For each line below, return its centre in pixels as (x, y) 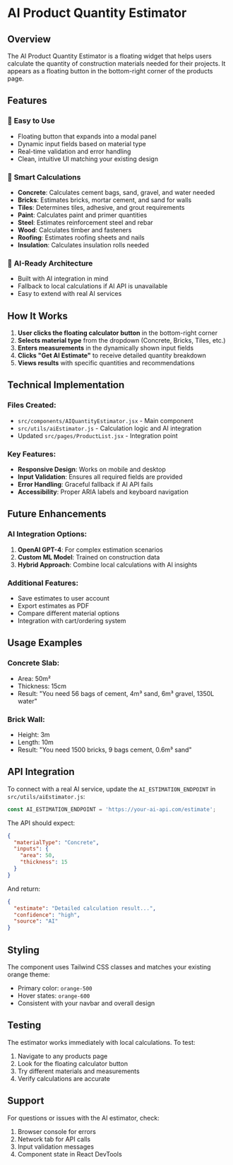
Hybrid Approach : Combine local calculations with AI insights (107, 564)
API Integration (41, 772)
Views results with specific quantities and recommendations (106, 363)
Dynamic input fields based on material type (82, 143)
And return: (24, 889)
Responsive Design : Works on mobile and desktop (91, 469)
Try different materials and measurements (78, 1071)
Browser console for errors (57, 1131)
